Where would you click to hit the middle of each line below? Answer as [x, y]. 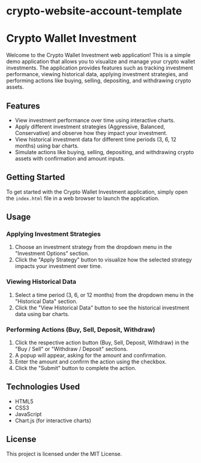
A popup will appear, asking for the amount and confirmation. [91, 356]
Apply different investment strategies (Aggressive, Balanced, [90, 127]
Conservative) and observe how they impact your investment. [91, 133]
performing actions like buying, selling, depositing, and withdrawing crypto [99, 81]
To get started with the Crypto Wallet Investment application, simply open [97, 192]
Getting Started [36, 177]
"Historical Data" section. [46, 301]
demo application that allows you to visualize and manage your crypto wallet [101, 62]
